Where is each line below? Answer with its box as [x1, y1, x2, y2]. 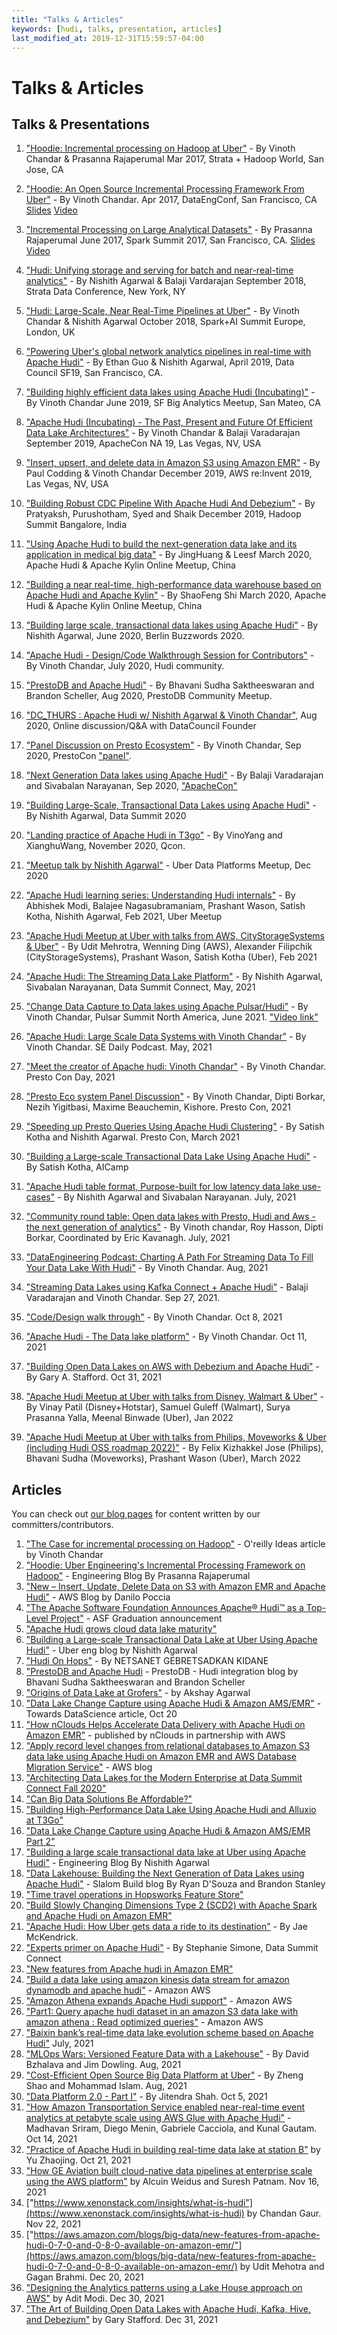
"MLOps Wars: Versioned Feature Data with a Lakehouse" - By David [25, 2048, 309, 2060]
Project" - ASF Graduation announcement [50, 1612, 223, 1625]
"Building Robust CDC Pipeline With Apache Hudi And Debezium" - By [25, 497, 316, 510]
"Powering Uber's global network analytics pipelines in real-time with [25, 346, 312, 358]
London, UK [25, 326, 76, 338]
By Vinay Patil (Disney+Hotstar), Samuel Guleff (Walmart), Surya [25, 1401, 291, 1413]
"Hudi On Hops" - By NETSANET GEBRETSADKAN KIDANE [25, 1655, 269, 1667]
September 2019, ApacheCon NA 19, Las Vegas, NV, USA [25, 437, 262, 450]
